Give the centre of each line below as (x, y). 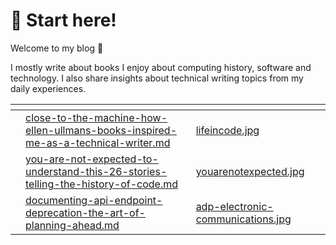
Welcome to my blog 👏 (57, 48)
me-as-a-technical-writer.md (98, 142)
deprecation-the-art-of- (85, 212)
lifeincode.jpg (227, 130)
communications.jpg (243, 219)
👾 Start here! (63, 20)
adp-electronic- (234, 206)
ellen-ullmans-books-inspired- (101, 130)
